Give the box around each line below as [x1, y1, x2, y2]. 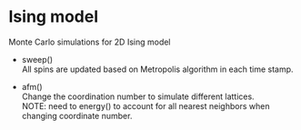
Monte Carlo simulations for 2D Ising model [8, 36, 171, 47]
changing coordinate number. [21, 110, 133, 121]
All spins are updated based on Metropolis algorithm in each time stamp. [21, 64, 294, 75]
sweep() [21, 54, 54, 65]
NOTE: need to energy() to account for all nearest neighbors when [21, 100, 270, 111]
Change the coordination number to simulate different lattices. [21, 91, 256, 102]
